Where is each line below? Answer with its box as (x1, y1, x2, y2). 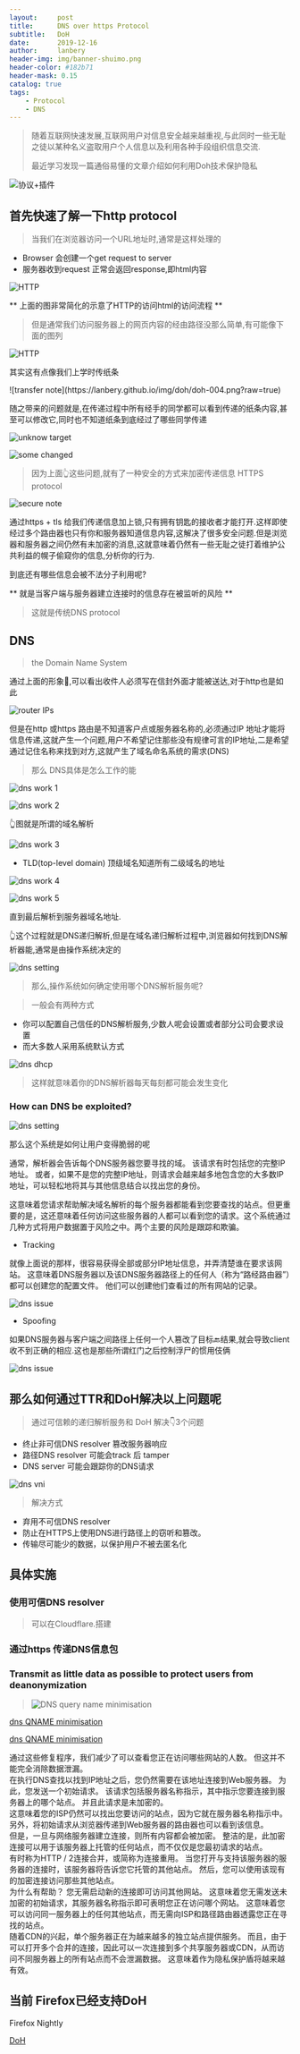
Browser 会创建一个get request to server (21, 252, 172, 264)
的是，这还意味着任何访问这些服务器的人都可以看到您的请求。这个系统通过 (16, 1210, 291, 1221)
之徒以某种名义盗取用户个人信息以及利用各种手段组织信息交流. (30, 141, 261, 152)
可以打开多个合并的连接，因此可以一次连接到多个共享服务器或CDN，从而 (9, 1942, 277, 1953)
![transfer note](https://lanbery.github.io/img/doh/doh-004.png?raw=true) (9, 385, 281, 395)
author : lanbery (9, 47, 87, 55)
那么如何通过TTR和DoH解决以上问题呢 (9, 1391, 221, 1406)
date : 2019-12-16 (9, 38, 98, 47)
